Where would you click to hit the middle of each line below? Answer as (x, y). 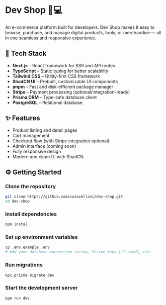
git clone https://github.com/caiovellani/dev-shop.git (64, 197)
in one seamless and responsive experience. (51, 38)
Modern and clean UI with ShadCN (48, 156)
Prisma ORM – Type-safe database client (54, 97)
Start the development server (41, 288)
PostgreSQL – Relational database (47, 102)
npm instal (16, 224)
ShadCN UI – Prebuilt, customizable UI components (65, 81)
